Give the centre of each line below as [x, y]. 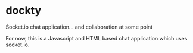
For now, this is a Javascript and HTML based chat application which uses [96, 38]
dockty [24, 10]
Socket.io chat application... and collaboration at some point [79, 27]
